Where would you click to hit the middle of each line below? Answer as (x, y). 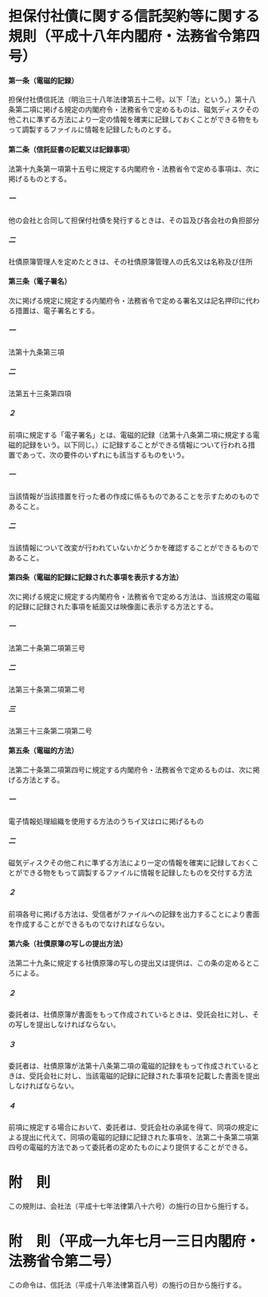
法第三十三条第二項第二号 (50, 731)
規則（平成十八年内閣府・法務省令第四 (134, 36)
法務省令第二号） (65, 1261)
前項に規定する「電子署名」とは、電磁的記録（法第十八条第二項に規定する (130, 434)
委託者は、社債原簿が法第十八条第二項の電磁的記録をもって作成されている (130, 1065)
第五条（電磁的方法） (43, 751)
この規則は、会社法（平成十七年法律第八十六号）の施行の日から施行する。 (130, 1206)
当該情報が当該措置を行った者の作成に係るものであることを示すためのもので (134, 496)
